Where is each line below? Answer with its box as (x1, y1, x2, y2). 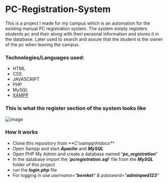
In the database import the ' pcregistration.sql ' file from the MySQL (12, 156, 153, 162)
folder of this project (12, 161, 55, 167)
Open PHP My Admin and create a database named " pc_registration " (12, 151, 158, 157)
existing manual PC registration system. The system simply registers (5, 25, 147, 31)
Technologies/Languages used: (5, 54, 85, 61)
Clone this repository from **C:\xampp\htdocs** (12, 140, 115, 146)
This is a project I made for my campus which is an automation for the (5, 20, 150, 26)
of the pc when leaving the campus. (5, 41, 80, 47)
